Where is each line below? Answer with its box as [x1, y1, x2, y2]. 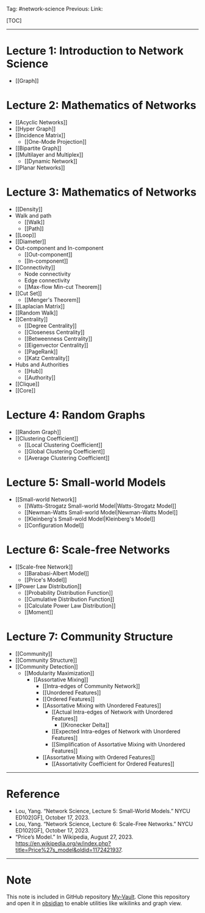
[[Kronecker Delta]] [60, 721, 110, 728]
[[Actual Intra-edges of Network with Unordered [51, 708, 173, 716]
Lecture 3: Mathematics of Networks [6, 185, 197, 199]
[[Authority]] [24, 374, 56, 381]
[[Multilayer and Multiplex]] [15, 151, 84, 158]
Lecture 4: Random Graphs [6, 408, 145, 422]
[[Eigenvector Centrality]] [24, 341, 88, 349]
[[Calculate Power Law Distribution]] [24, 602, 116, 609]
